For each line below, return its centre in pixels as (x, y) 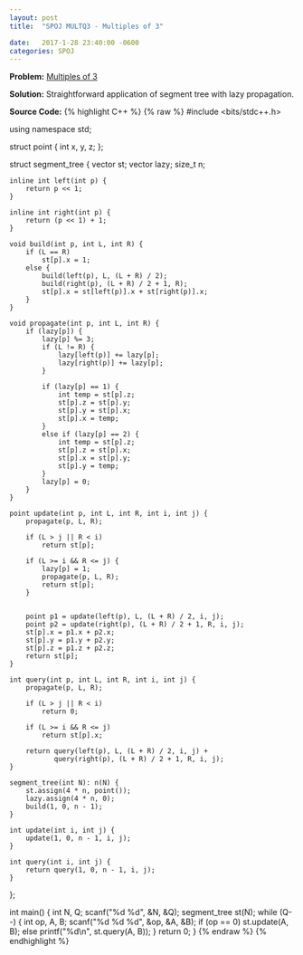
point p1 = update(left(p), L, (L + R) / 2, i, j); (125, 616)
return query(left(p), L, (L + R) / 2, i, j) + (117, 751)
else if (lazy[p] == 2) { (91, 435)
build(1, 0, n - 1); (64, 807)
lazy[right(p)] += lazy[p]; (111, 363)
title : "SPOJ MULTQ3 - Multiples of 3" (87, 26)
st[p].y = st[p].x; (94, 411)
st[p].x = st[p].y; (94, 458)
